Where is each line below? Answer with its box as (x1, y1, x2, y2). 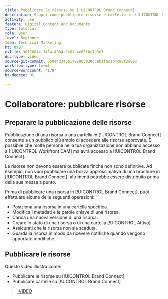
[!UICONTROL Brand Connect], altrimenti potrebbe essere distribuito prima (5, 174, 159, 180)
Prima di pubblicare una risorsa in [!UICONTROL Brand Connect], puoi (5, 189, 149, 195)
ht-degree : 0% (5, 73, 35, 78)
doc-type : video (5, 54, 39, 59)
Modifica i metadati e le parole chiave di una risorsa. (12, 209, 120, 215)
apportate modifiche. (12, 235, 56, 241)
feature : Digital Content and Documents (5, 21, 91, 27)
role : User (5, 31, 28, 36)
